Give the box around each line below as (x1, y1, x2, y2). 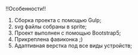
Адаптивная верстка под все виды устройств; (14, 42, 133, 49)
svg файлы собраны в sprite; (14, 23, 87, 30)
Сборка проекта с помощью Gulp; (14, 17, 102, 23)
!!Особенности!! (5, 5, 46, 12)
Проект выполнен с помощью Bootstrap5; (14, 29, 121, 36)
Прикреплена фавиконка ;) (14, 36, 83, 42)
